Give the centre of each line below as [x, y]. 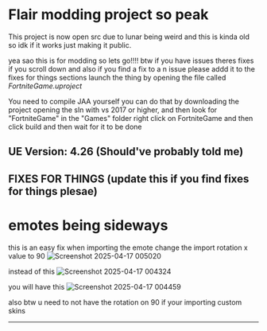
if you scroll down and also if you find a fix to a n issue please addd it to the [132, 68]
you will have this [37, 286]
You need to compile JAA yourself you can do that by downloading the [124, 101]
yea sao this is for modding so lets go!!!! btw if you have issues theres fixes [131, 60]
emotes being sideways [88, 225]
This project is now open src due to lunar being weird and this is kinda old [129, 37]
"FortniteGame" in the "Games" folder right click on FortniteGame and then [131, 118]
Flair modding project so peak [108, 15]
